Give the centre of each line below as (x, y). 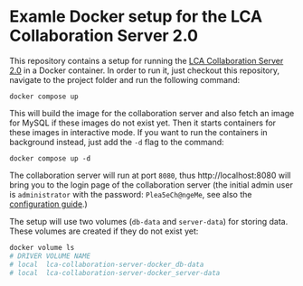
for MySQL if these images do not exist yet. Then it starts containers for (143, 123)
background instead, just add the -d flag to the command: (117, 142)
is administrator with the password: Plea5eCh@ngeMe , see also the (131, 194)
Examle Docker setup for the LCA (136, 17)
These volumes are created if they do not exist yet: (104, 231)
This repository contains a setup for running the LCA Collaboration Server (147, 60)
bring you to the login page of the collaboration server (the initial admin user (151, 185)
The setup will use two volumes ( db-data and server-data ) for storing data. (149, 221)
